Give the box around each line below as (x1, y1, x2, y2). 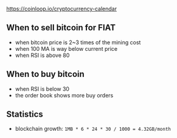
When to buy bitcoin (6, 69, 85, 79)
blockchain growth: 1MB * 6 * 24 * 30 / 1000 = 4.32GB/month (15, 125, 172, 133)
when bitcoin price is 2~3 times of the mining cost (15, 39, 141, 46)
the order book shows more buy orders (15, 91, 114, 99)
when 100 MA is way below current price (15, 45, 118, 52)
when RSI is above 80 (15, 51, 70, 59)
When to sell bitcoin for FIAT (6, 22, 116, 33)
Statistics (6, 109, 44, 120)
